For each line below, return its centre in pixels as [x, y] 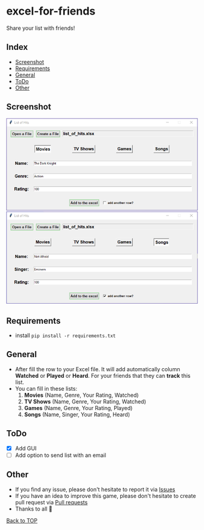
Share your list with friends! [41, 28]
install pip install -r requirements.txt [65, 335]
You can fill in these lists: [46, 388]
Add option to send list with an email [60, 455]
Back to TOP [22, 520]
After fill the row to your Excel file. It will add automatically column [97, 369]
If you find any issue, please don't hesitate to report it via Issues [95, 489]
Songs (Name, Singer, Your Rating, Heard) [77, 414]
